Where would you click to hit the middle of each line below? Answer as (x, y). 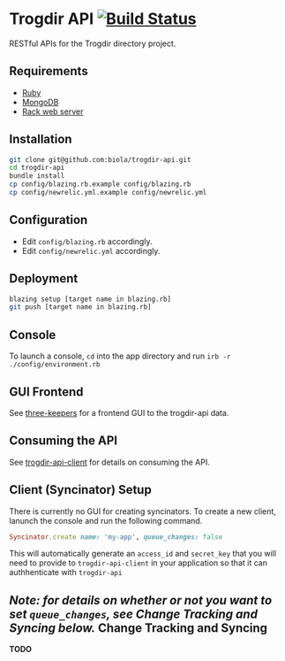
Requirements (49, 71)
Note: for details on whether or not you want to (141, 600)
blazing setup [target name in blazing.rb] (90, 299)
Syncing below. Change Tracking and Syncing (138, 628)
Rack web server (52, 111)
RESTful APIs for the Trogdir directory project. (93, 43)
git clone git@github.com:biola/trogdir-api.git (100, 159)
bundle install (37, 176)
